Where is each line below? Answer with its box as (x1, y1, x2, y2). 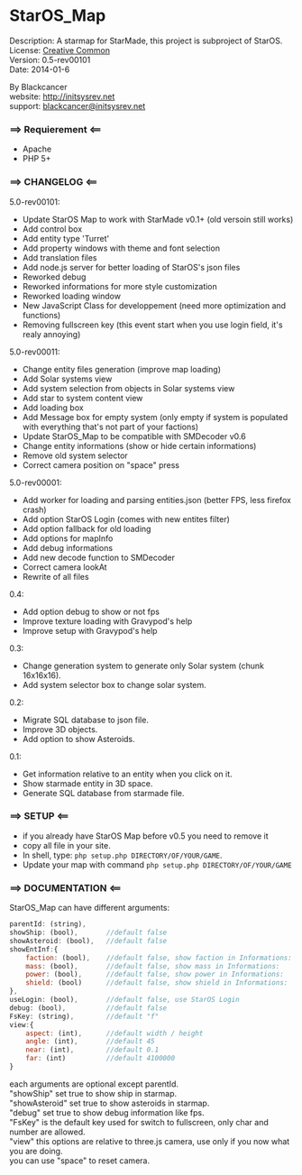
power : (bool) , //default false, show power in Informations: (25, 970, 284, 979)
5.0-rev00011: (9, 346, 60, 357)
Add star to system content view (22, 392, 143, 403)
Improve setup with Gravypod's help (22, 625, 158, 636)
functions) (22, 309, 61, 320)
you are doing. (9, 1145, 63, 1156)
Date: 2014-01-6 (9, 64, 70, 75)
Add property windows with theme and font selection (22, 243, 221, 253)
